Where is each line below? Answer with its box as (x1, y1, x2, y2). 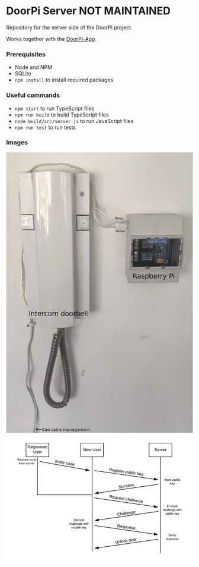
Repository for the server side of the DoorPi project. (6, 24, 133, 31)
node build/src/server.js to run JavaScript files (14, 117, 134, 124)
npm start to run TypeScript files (14, 105, 95, 112)
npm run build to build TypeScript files (14, 111, 109, 118)
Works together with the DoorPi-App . (6, 35, 97, 42)
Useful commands (6, 91, 60, 99)
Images (6, 138, 28, 147)
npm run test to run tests (14, 124, 76, 131)
